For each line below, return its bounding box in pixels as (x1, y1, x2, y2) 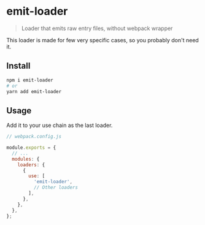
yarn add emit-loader (6, 88, 62, 94)
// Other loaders (33, 185, 79, 191)
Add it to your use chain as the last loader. (6, 121, 113, 129)
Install (6, 61, 31, 71)
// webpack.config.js (6, 134, 62, 140)
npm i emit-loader (6, 77, 53, 83)
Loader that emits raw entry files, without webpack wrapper (21, 25, 173, 32)
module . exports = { (6, 145, 56, 151)
